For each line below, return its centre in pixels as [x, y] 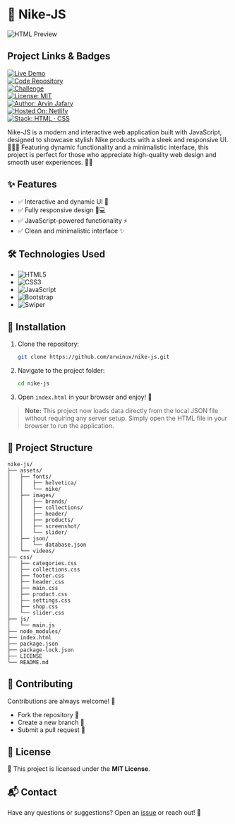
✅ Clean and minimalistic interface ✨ [71, 231]
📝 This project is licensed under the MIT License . [79, 769]
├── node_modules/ [34, 631]
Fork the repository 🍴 [48, 714]
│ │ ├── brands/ [38, 501]
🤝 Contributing [40, 684]
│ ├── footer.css [36, 576]
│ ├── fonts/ [30, 477]
